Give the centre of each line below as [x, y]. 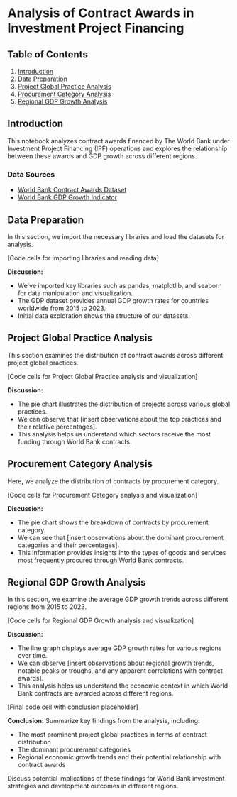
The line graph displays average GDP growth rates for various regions [120, 648]
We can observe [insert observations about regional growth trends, [116, 663]
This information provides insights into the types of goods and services [122, 552]
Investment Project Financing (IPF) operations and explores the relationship [117, 148]
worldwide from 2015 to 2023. [62, 308]
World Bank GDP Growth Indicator [67, 197]
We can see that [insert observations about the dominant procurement [120, 537]
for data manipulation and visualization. [75, 293]
